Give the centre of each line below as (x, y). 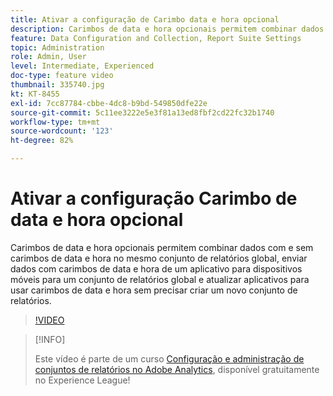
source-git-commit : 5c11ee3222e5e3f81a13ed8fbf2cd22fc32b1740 (142, 112)
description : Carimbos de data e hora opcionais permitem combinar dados (167, 29)
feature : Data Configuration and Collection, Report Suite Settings (156, 38)
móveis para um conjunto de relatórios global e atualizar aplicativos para (160, 279)
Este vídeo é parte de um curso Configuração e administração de (169, 358)
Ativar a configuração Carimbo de (154, 198)
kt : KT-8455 (35, 94)
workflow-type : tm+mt (55, 122)
